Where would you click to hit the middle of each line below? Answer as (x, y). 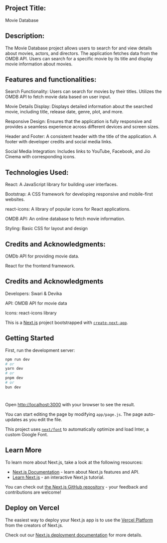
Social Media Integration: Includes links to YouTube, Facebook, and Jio (78, 151)
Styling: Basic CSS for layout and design (47, 229)
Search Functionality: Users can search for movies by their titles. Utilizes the (83, 91)
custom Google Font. (27, 434)
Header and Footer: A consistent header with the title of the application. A (81, 136)
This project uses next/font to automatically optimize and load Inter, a (77, 429)
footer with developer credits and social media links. (59, 142)
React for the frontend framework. (40, 266)
